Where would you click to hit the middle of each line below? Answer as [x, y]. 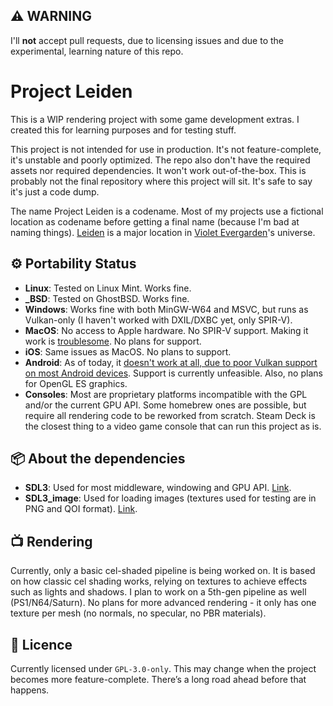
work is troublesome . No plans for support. [113, 341]
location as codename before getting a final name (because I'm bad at [155, 221]
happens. [30, 690]
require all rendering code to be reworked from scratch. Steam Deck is [170, 415]
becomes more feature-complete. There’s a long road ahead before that [158, 679]
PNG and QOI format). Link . [81, 509]
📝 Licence [41, 644]
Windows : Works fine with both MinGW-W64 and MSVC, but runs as [166, 309]
